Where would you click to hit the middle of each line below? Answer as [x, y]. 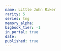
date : [11, 37]
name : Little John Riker [30, 9]
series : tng [17, 18]
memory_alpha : [20, 23]
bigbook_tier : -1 [23, 28]
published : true [22, 41]
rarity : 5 [15, 14]
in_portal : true [22, 32]
